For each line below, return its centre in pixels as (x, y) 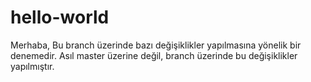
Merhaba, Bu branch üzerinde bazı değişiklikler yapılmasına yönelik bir (156, 45)
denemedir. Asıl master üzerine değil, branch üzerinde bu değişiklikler (154, 55)
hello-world (60, 17)
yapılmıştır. (32, 66)
